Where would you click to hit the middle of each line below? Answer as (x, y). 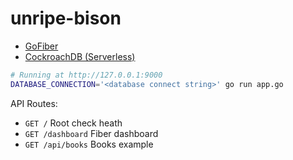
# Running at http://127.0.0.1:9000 (86, 75)
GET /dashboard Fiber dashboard (91, 133)
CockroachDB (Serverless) (80, 56)
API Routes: (34, 103)
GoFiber (41, 46)
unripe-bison (66, 18)
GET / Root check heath (73, 123)
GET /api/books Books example (89, 144)
